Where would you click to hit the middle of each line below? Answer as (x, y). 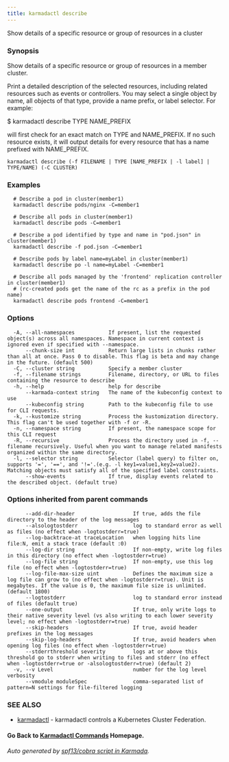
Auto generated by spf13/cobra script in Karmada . (78, 751)
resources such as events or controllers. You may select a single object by (112, 93)
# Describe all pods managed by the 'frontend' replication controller (118, 277)
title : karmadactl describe (47, 13)
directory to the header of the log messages (73, 519)
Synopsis (23, 51)
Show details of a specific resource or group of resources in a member (107, 65)
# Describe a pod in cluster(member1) (69, 199)
